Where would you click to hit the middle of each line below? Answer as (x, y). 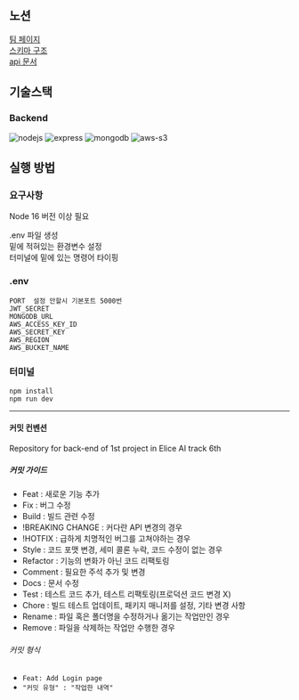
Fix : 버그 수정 (46, 505)
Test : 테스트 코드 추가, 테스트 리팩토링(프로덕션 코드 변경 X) (126, 594)
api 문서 (23, 61)
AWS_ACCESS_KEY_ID (43, 325)
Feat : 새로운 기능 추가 (61, 493)
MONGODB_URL (31, 317)
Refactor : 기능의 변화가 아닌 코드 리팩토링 (96, 560)
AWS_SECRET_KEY (37, 332)
